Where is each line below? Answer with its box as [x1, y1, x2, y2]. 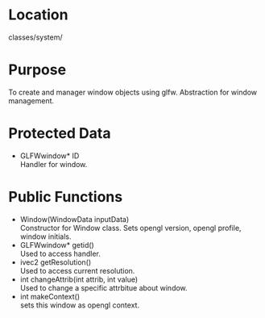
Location [8, 6, 68, 24]
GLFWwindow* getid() [19, 240, 94, 249]
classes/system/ [8, 32, 63, 42]
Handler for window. [19, 159, 88, 169]
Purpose [8, 61, 67, 79]
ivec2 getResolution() [19, 257, 92, 267]
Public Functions [8, 188, 123, 206]
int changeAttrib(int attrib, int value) [19, 274, 139, 284]
